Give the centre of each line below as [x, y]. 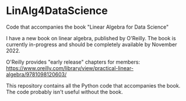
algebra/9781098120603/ [36, 74]
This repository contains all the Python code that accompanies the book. [93, 85]
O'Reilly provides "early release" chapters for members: [73, 62]
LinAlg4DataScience [57, 11]
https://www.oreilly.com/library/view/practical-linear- [70, 68]
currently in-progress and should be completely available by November [92, 44]
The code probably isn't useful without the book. [65, 92]
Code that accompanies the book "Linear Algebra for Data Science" [87, 27]
